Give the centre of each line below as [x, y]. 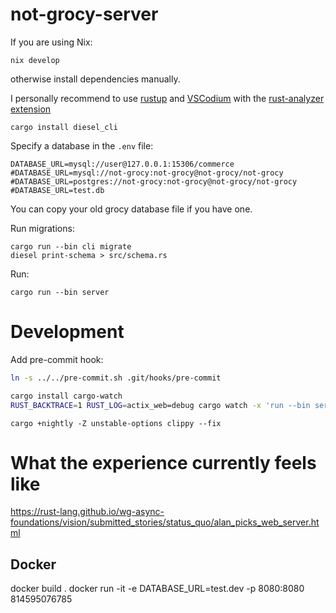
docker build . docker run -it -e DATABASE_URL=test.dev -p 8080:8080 [157, 589]
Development [67, 332]
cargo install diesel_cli [64, 127]
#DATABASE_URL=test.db [57, 190]
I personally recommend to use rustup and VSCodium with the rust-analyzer [167, 98]
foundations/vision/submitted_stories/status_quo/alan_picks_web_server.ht [165, 522]
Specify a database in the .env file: [82, 145]
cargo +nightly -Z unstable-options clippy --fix [116, 423]
